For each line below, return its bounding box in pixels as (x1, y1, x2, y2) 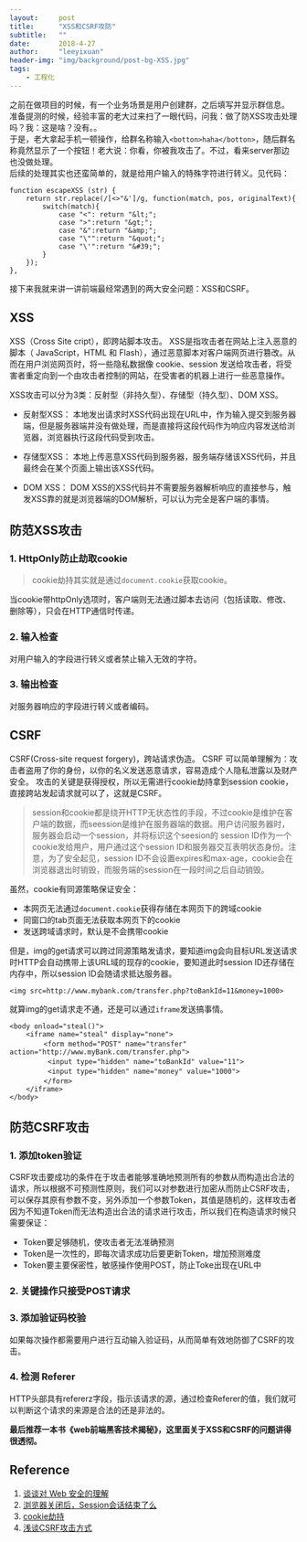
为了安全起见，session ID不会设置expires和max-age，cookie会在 (48, 852, 294, 864)
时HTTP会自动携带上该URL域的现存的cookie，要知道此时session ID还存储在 (9, 956, 295, 967)
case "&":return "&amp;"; (58, 226, 157, 235)
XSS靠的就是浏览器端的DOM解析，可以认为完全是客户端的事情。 (30, 493, 274, 504)
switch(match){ (42, 202, 101, 211)
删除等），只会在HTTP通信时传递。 (9, 605, 140, 617)
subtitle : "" (9, 30, 68, 39)
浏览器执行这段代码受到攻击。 (47, 431, 160, 442)
